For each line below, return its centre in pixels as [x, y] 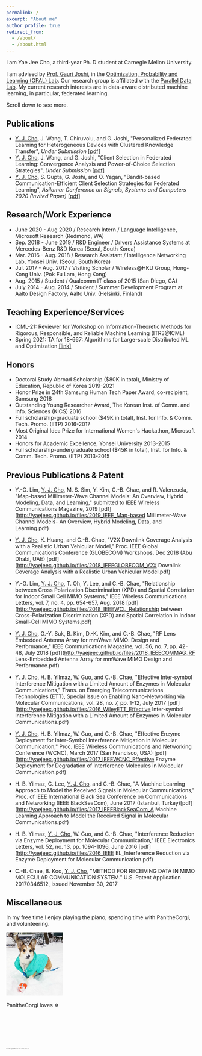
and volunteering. [28, 923]
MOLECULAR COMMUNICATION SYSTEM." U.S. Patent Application [98, 878]
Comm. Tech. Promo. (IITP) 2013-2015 [62, 456]
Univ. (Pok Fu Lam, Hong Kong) [68, 274]
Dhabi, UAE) [30, 559]
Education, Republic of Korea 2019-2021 [65, 386]
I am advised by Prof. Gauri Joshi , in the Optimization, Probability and [92, 74]
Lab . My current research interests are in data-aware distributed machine [97, 87]
